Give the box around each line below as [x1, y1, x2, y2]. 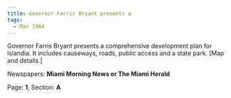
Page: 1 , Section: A [7, 84, 61, 92]
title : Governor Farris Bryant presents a [7, 10, 131, 17]
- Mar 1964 [13, 23, 45, 30]
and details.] [7, 57, 43, 65]
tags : [7, 17, 23, 23]
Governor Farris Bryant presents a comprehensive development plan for [7, 42, 212, 50]
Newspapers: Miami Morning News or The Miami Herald [7, 70, 171, 78]
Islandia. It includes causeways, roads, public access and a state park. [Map [7, 49, 225, 57]
